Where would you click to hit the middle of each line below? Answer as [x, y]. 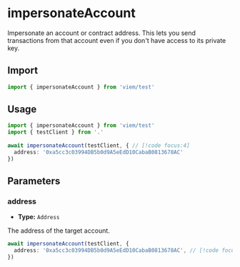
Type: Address [39, 217]
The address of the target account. [59, 231]
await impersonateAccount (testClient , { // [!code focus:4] [99, 146]
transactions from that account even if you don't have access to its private [117, 40]
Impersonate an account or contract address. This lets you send [102, 33]
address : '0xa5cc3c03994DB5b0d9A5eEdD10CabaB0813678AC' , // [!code [116, 251]
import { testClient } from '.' [55, 132]
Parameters [34, 181]
